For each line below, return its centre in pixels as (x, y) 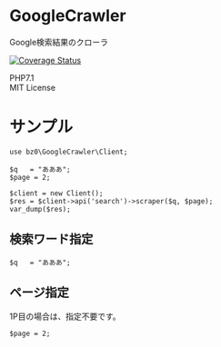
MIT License (33, 87)
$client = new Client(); (56, 193)
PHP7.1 (22, 77)
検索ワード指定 (51, 239)
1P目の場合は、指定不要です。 (65, 316)
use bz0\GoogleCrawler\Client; (69, 152)
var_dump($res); (40, 209)
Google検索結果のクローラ (59, 42)
